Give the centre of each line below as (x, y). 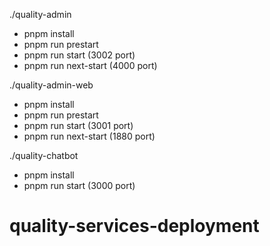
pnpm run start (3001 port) (78, 125)
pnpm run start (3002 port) (79, 55)
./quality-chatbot (44, 155)
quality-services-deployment (134, 226)
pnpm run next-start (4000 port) (90, 65)
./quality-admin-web (51, 85)
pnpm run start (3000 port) (79, 185)
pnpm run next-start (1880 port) (89, 136)
